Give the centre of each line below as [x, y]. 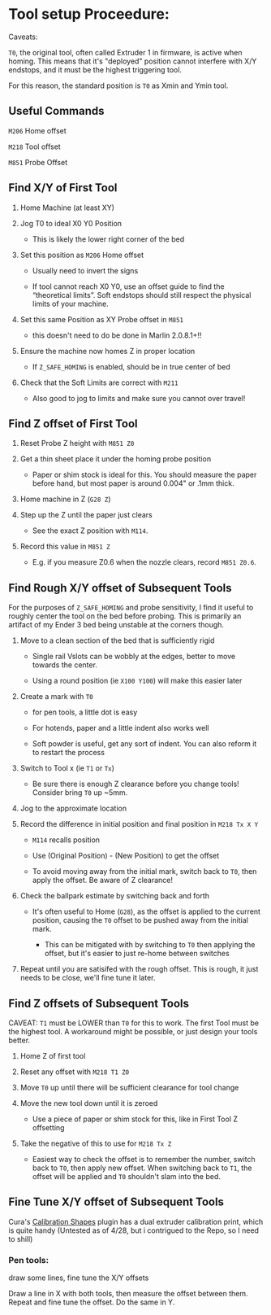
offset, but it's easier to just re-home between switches [137, 954]
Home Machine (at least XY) [67, 208]
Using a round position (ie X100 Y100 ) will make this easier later [137, 681]
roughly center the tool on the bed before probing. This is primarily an [125, 616]
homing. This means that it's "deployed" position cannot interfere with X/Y [133, 61]
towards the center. [65, 665]
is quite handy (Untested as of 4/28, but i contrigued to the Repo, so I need [134, 1230]
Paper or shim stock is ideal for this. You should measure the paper [144, 475]
